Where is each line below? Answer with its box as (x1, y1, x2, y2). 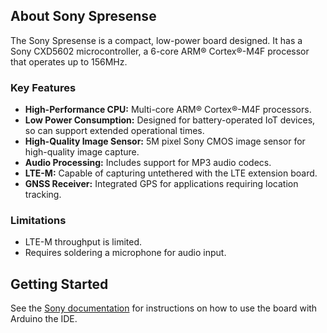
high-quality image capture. (24, 146, 140, 158)
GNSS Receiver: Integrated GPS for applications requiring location (24, 178, 299, 190)
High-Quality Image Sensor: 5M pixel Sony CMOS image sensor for (24, 135, 306, 148)
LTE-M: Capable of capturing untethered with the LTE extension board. (24, 167, 318, 179)
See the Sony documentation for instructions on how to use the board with (10, 302, 318, 314)
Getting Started (10, 275, 109, 293)
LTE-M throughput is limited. (24, 236, 143, 248)
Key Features (10, 80, 77, 94)
